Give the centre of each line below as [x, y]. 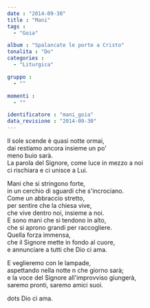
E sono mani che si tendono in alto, [57, 220]
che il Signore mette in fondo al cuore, [61, 242]
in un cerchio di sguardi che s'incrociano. [66, 191]
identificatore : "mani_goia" [51, 115]
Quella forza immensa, [39, 235]
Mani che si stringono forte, [46, 183]
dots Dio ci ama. [30, 298]
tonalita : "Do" [30, 52]
